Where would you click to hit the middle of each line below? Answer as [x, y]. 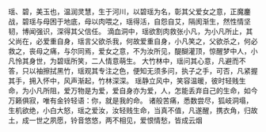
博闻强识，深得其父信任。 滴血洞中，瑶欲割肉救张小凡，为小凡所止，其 [137, 31]
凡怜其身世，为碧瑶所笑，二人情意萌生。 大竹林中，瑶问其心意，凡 [117, 61]
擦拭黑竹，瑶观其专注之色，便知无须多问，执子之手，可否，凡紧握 [150, 71]
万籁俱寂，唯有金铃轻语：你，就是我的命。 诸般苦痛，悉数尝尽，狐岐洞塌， [131, 100]
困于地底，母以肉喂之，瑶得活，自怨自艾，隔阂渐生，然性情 [146, 21]
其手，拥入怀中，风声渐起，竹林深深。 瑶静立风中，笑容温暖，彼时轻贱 [123, 81]
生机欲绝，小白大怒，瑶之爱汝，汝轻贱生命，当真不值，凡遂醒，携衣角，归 [129, 110]
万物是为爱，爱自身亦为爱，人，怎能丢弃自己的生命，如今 [164, 91]
